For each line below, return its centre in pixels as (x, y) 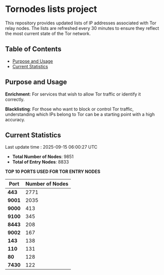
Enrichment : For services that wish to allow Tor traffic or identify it (73, 94)
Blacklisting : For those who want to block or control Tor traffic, (69, 109)
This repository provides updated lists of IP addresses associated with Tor (81, 23)
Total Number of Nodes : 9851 (43, 157)
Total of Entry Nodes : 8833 (41, 162)
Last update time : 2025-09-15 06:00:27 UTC (51, 147)
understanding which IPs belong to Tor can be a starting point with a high (80, 114)
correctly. (15, 99)
